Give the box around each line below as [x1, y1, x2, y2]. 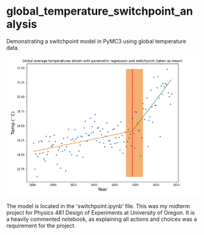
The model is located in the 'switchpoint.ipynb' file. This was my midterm [6, 203, 191, 210]
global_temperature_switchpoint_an [6, 4, 194, 18]
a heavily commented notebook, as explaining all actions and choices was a [6, 215, 197, 223]
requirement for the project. [6, 222, 76, 229]
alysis [6, 17, 37, 31]
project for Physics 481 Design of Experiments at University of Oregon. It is [6, 209, 195, 217]
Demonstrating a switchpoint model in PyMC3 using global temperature [6, 37, 186, 45]
